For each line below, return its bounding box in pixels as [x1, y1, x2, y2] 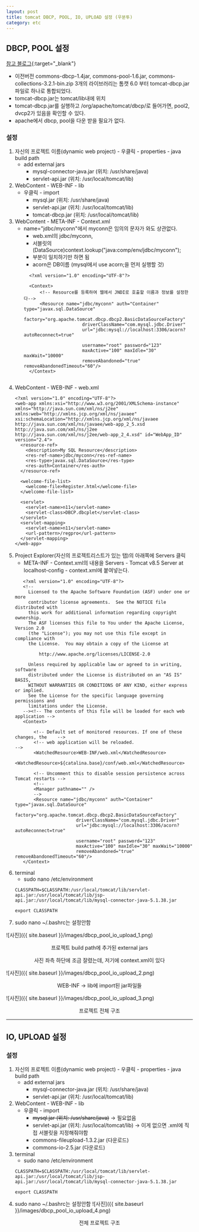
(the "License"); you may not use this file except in [28, 631, 166, 636]
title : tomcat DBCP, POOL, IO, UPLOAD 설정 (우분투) [6, 14, 133, 20]
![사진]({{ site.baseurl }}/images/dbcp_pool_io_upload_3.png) [6, 995, 155, 1002]
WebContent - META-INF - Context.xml [14, 218, 111, 225]
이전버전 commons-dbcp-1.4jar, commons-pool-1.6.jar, [14, 72, 148, 80]
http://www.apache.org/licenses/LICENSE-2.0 [38, 651, 150, 657]
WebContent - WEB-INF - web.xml [14, 384, 99, 391]
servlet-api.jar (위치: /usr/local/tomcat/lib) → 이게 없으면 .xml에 [32, 1122, 184, 1129]
